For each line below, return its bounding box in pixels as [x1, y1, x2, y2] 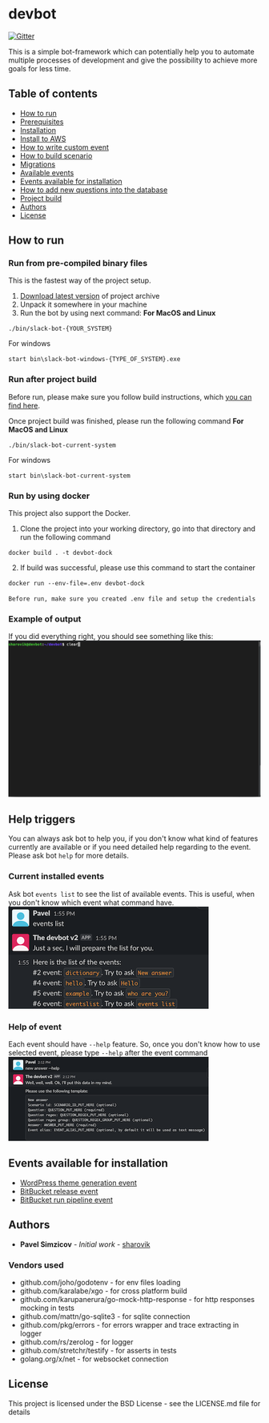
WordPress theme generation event [19, 1178, 138, 1188]
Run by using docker [8, 490, 90, 501]
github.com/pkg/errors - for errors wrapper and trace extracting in [19, 1320, 239, 1329]
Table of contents [8, 87, 98, 101]
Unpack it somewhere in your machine [19, 299, 147, 309]
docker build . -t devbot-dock [8, 549, 113, 557]
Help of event [8, 1021, 62, 1032]
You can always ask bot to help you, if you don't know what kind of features [8, 834, 259, 843]
